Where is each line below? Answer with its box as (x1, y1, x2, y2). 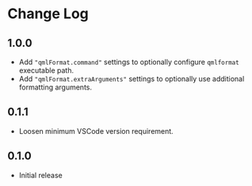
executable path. (18, 66, 74, 75)
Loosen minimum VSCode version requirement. (18, 126, 174, 135)
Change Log (7, 5, 89, 23)
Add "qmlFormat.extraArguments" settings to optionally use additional (18, 74, 245, 83)
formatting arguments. (18, 82, 93, 92)
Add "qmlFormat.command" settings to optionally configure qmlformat (18, 57, 239, 66)
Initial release (18, 170, 63, 180)
